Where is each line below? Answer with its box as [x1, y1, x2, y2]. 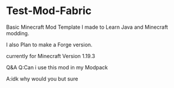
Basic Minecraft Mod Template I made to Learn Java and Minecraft [6, 23, 168, 31]
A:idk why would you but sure [6, 75, 78, 82]
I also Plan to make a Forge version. [6, 41, 93, 48]
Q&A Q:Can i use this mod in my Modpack [6, 63, 108, 71]
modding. [6, 29, 29, 36]
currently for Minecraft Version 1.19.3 [6, 52, 96, 59]
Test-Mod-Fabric [6, 4, 92, 18]
